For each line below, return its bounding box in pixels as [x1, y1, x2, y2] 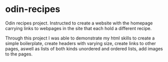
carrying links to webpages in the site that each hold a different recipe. [5, 25, 152, 31]
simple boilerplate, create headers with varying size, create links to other [5, 40, 156, 46]
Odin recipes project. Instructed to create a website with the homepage [5, 20, 153, 26]
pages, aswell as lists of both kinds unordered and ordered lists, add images [5, 45, 163, 51]
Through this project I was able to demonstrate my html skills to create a [5, 35, 155, 41]
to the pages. [5, 51, 33, 57]
